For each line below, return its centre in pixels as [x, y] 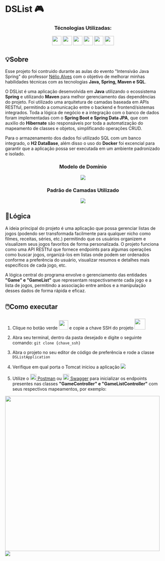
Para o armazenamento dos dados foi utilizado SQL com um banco [73, 138]
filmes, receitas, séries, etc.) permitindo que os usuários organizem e [76, 239]
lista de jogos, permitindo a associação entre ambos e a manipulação [76, 285]
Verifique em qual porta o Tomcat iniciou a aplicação [66, 367]
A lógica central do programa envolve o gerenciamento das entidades [76, 275]
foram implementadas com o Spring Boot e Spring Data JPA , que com [77, 118]
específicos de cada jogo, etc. [36, 265]
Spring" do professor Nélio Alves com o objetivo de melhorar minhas [75, 76]
